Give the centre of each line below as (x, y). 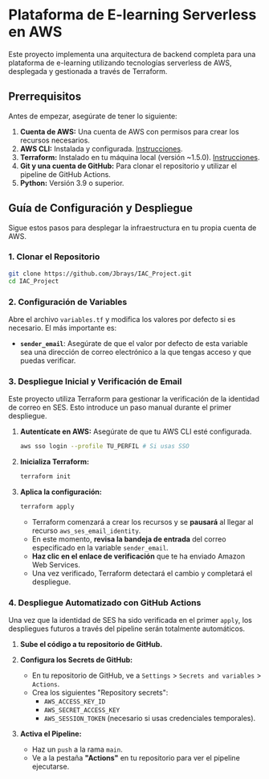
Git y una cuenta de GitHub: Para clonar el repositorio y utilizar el (128, 166)
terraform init (45, 476)
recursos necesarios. (55, 140)
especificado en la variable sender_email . (100, 547)
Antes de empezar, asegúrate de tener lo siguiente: (93, 116)
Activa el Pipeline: (51, 734)
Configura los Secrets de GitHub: (76, 660)
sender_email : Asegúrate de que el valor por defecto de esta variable (134, 343)
